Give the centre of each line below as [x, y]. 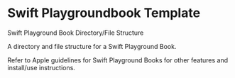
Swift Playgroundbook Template [104, 13]
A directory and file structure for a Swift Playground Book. [92, 46]
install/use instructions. [42, 67]
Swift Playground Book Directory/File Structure [76, 33]
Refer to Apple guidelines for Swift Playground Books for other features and [118, 60]
